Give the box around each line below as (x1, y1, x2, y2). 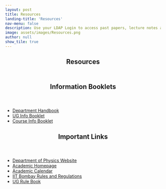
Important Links (58, 132, 108, 141)
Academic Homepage (12, 162, 57, 168)
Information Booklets (50, 82, 116, 91)
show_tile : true (5, 39, 39, 44)
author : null (5, 35, 32, 40)
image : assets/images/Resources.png (5, 30, 81, 35)
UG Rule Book (12, 178, 41, 184)
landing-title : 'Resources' (5, 16, 63, 21)
